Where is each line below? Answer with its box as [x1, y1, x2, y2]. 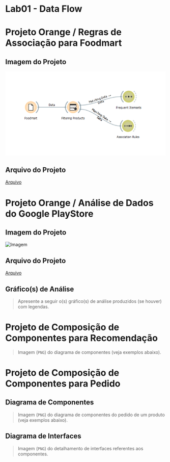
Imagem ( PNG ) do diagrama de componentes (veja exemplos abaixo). [17, 349, 161, 355]
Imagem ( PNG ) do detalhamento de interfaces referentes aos [17, 445, 144, 451]
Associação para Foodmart [5, 37, 122, 49]
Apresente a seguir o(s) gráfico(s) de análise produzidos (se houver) [17, 298, 162, 304]
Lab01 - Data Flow [5, 3, 82, 15]
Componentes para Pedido [5, 378, 121, 390]
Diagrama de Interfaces [5, 432, 81, 441]
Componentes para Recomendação [5, 332, 158, 344]
